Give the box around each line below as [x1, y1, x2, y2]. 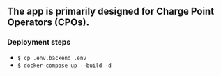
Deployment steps [7, 38, 71, 47]
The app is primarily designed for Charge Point [7, 6, 215, 17]
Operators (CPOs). [7, 17, 89, 29]
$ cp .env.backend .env [17, 54, 87, 61]
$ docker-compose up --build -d [17, 62, 112, 69]
